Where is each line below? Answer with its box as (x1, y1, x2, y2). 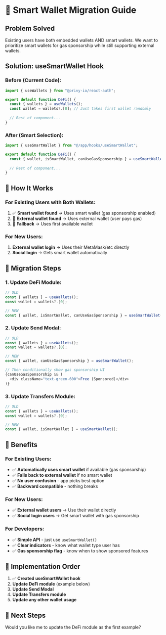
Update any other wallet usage (12, 597, 77, 603)
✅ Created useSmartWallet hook (12, 576, 81, 582)
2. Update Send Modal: (5, 324, 61, 331)
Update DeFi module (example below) (12, 581, 90, 587)
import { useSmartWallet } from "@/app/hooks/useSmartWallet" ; (5, 143, 138, 148)
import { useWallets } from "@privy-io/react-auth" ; (5, 88, 116, 93)
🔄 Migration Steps (5, 264, 61, 272)
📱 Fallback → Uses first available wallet (12, 221, 93, 227)
